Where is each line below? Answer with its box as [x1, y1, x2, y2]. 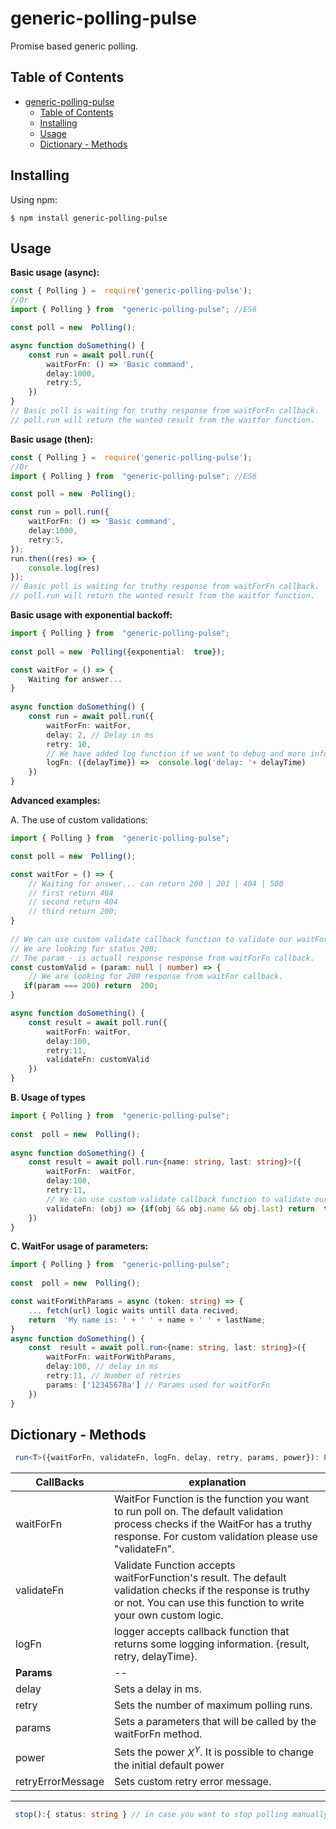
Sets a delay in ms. [113, 1682, 203, 1696]
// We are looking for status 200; [10, 943, 159, 954]
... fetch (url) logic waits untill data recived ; [28, 1305, 240, 1316]
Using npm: [10, 193, 58, 206]
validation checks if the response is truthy [113, 1583, 311, 1597]
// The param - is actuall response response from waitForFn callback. [10, 953, 315, 963]
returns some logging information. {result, [113, 1637, 310, 1651]
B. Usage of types [10, 1092, 86, 1103]
